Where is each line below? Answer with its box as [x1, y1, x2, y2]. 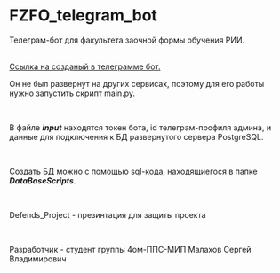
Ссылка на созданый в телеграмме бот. [9, 61, 161, 72]
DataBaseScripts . [9, 175, 76, 186]
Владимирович [9, 253, 67, 264]
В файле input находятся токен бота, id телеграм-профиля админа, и [9, 121, 272, 133]
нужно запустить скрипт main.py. [9, 88, 136, 98]
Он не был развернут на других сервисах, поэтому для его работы [9, 78, 265, 89]
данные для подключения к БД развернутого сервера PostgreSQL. [9, 131, 264, 142]
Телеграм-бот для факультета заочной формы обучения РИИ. [9, 35, 245, 45]
